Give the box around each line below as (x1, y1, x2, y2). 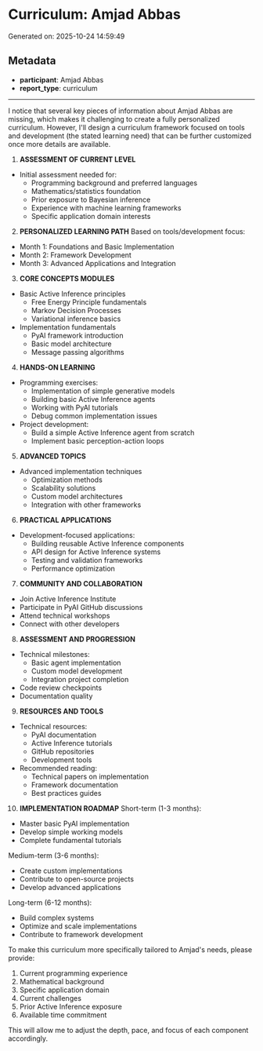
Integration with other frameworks (31, 500, 142, 509)
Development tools (31, 755, 92, 765)
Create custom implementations (19, 866, 123, 875)
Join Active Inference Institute (19, 594, 117, 604)
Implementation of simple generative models (31, 386, 175, 396)
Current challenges (19, 993, 82, 1002)
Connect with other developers (19, 619, 120, 629)
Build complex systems (19, 913, 95, 922)
